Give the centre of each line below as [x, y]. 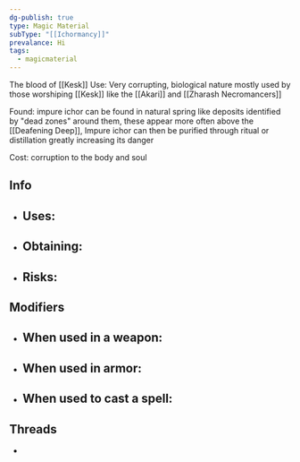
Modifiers [37, 307]
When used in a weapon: [92, 338]
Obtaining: [52, 247]
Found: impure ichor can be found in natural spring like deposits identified [145, 111]
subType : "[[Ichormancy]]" [59, 34]
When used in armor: [82, 368]
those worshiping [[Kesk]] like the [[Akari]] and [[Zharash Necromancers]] [146, 94]
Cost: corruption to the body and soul [78, 157]
